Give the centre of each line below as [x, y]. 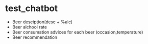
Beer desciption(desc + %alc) [42, 22]
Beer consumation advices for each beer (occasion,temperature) [78, 32]
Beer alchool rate [29, 27]
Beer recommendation [35, 37]
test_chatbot [31, 8]
